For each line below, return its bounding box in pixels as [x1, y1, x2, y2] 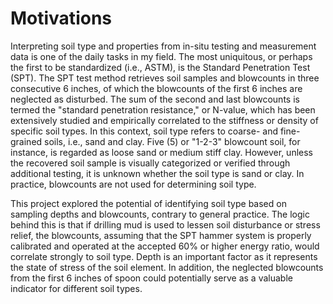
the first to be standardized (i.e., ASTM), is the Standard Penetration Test [10, 61, 311, 73]
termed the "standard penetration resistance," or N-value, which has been [10, 103, 316, 116]
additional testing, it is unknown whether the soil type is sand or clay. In [10, 167, 305, 179]
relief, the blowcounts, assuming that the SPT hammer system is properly [10, 229, 312, 241]
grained [10, 135, 43, 147]
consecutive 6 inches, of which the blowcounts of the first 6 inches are [10, 82, 303, 94]
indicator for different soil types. [10, 282, 143, 294]
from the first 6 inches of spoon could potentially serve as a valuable [10, 272, 293, 284]
